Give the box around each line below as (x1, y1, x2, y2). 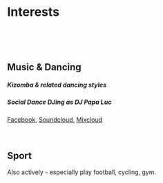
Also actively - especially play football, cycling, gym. (7, 168, 157, 176)
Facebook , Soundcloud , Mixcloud (7, 115, 103, 124)
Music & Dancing (7, 61, 81, 73)
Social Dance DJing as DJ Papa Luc (7, 98, 112, 107)
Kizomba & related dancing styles (7, 80, 107, 89)
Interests (7, 4, 60, 20)
